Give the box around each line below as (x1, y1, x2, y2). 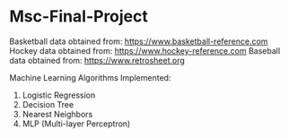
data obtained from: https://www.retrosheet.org (9, 55, 186, 65)
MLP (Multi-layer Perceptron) (22, 118, 131, 129)
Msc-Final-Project (9, 6, 148, 27)
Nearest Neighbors (22, 108, 93, 119)
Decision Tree (22, 99, 74, 109)
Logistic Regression (22, 90, 96, 100)
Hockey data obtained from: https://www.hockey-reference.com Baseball (9, 45, 281, 56)
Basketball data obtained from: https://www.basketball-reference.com (9, 36, 268, 47)
